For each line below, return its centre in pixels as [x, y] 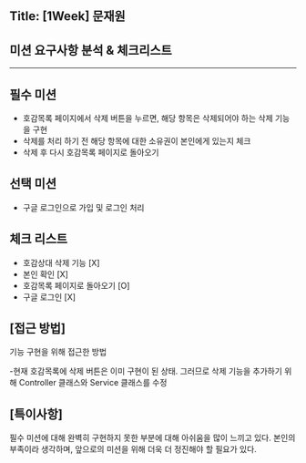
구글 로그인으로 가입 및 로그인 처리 [83, 207]
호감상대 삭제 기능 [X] [61, 262]
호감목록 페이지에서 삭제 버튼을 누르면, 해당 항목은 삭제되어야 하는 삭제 [148, 118]
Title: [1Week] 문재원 [67, 16]
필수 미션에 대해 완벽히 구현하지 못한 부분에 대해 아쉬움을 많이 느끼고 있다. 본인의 [153, 438]
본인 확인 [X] [45, 274]
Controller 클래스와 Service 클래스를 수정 [93, 383]
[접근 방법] [38, 329]
